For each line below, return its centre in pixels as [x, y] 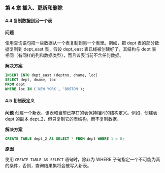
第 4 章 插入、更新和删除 [34, 7]
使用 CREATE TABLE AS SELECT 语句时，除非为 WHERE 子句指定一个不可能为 [81, 159]
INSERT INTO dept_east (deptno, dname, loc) [51, 75]
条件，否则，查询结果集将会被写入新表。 [50, 165]
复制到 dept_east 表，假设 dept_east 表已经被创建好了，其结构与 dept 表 [83, 49]
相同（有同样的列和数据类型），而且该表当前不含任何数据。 [65, 55]
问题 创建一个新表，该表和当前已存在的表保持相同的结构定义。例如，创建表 [81, 113]
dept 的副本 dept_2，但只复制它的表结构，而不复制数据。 [63, 119]
